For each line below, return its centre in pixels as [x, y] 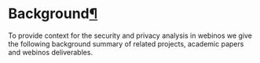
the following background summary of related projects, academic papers [126, 43]
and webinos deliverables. [50, 52]
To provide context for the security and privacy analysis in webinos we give [130, 35]
